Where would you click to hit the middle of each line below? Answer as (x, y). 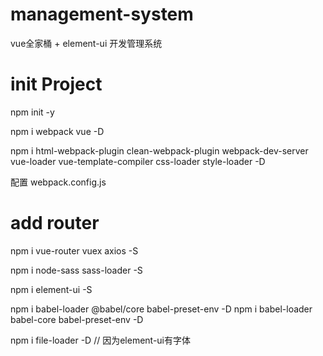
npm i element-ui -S (51, 289)
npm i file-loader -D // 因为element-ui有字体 (100, 340)
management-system (102, 14)
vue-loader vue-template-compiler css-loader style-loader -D (138, 161)
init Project (56, 84)
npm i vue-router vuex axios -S (74, 250)
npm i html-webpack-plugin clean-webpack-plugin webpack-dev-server (159, 150)
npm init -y (32, 112)
